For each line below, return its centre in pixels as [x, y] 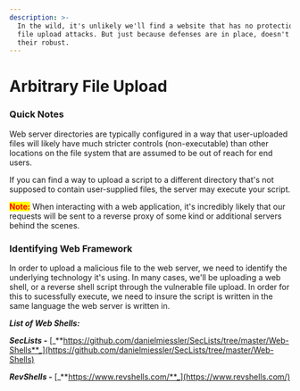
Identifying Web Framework [71, 248]
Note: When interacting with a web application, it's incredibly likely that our [147, 206]
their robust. [43, 42]
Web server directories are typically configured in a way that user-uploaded [149, 134]
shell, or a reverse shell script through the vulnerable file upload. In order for [150, 287]
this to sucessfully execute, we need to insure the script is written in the [142, 296]
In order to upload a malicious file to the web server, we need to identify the [148, 268]
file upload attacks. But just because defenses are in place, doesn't [154, 34]
